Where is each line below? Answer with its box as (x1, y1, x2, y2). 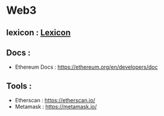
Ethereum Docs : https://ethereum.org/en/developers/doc (14, 63, 158, 71)
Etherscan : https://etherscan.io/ (14, 97, 96, 104)
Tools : (6, 81, 32, 91)
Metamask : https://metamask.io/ (14, 103, 97, 111)
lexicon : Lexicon (6, 28, 71, 38)
